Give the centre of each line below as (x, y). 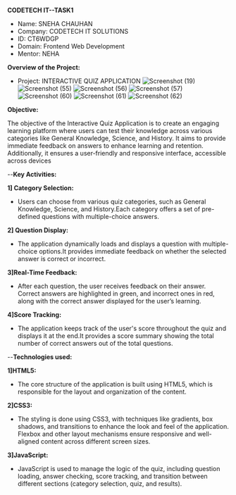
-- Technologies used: (40, 357)
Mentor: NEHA (38, 54)
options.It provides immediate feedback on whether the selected (132, 251)
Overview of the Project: (44, 67)
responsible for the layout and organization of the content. (102, 391)
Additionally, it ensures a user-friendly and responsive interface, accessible (117, 153)
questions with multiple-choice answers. (101, 217)
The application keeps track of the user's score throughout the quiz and (122, 328)
